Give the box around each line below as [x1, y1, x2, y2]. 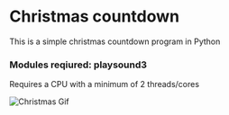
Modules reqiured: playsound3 [9, 58, 147, 71]
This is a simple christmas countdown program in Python [9, 36, 221, 47]
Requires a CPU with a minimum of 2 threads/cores [9, 79, 200, 90]
